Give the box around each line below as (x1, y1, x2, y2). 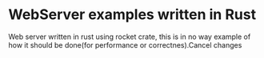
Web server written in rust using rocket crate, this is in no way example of (8, 32, 251, 41)
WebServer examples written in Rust (8, 6, 257, 24)
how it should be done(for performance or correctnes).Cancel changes (8, 40, 242, 49)
